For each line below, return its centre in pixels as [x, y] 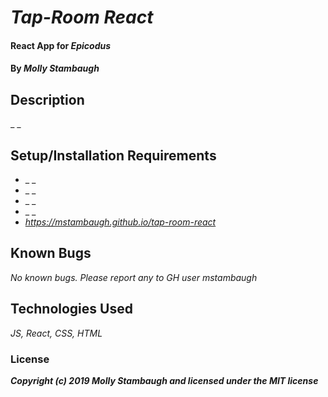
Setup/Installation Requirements [113, 155]
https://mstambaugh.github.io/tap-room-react [120, 222]
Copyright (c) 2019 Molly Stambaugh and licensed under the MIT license [164, 380]
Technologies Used [71, 309]
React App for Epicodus [61, 45]
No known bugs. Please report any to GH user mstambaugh [134, 277]
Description [47, 99]
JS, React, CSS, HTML [56, 333]
